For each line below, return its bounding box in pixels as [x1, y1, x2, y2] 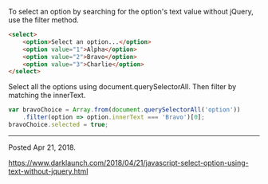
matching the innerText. [8, 91, 86, 100]
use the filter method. [8, 15, 79, 25]
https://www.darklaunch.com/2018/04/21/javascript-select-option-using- [8, 158, 249, 167]
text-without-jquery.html [8, 166, 89, 176]
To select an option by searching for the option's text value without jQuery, [8, 7, 254, 16]
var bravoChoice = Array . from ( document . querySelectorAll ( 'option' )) [8, 106, 241, 114]
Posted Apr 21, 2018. [8, 143, 76, 152]
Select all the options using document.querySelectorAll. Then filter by [8, 82, 237, 92]
